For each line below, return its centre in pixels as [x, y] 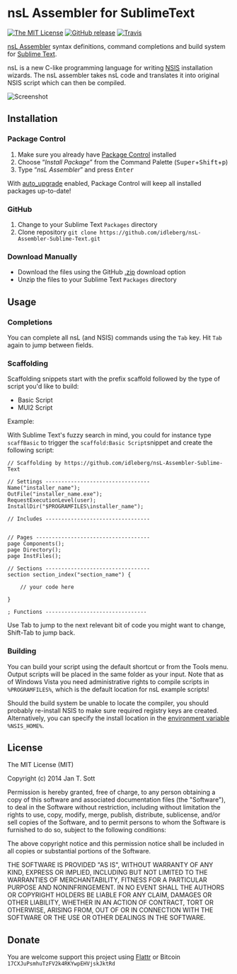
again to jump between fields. [51, 345]
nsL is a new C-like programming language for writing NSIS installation [110, 67]
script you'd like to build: [43, 386]
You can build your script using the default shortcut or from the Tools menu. [118, 666]
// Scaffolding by [34, 463]
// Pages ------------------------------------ [79, 538]
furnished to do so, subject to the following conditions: [87, 830]
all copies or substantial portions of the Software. [79, 851]
